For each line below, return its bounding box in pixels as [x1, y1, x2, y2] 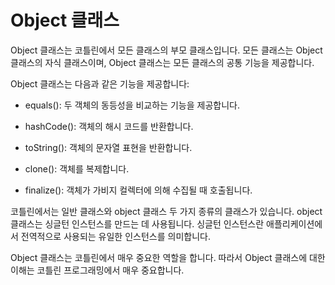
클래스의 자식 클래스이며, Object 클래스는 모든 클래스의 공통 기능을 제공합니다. [10, 56, 315, 68]
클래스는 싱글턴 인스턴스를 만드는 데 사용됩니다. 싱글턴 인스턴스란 [10, 217, 265, 230]
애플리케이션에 [266, 217, 323, 230]
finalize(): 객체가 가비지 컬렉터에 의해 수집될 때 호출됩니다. [24, 184, 253, 196]
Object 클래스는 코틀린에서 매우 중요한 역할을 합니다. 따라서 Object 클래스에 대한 [10, 251, 326, 263]
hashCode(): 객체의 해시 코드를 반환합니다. [24, 120, 194, 132]
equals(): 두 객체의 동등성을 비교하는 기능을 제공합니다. [24, 99, 240, 111]
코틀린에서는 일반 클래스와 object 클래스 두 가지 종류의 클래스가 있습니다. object [10, 205, 323, 217]
